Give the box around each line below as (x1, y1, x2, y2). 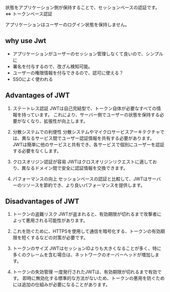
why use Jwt (5, 37, 47, 45)
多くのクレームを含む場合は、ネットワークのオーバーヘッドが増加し (12, 252, 155, 258)
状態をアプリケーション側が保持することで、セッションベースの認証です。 (5, 5, 160, 10)
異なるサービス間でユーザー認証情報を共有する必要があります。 (21, 135, 155, 141)
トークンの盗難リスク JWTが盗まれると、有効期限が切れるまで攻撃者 (12, 211, 157, 217)
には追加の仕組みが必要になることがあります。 (12, 281, 111, 288)
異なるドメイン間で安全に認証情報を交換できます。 (21, 165, 128, 171)
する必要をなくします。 (12, 148, 62, 154)
